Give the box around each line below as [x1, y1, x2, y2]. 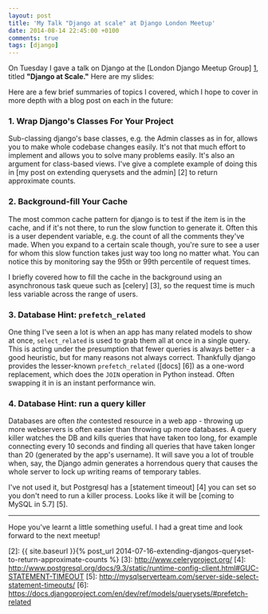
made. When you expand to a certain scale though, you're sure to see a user [8, 240, 260, 249]
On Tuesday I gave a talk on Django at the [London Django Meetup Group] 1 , [8, 63, 259, 73]
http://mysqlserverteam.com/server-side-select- [99, 572, 259, 581]
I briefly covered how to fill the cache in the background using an [8, 272, 223, 282]
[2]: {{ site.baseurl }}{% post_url [8, 546, 114, 556]
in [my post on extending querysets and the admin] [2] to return [8, 168, 218, 177]
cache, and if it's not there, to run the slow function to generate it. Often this [8, 223, 258, 232]
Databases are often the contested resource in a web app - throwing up [8, 416, 244, 426]
